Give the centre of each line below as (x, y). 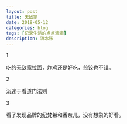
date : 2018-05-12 (27, 22)
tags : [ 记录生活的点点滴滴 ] (36, 33)
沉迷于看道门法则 (27, 91)
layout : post (22, 11)
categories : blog (27, 28)
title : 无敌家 (22, 17)
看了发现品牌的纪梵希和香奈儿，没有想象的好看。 (65, 115)
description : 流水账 (30, 39)
